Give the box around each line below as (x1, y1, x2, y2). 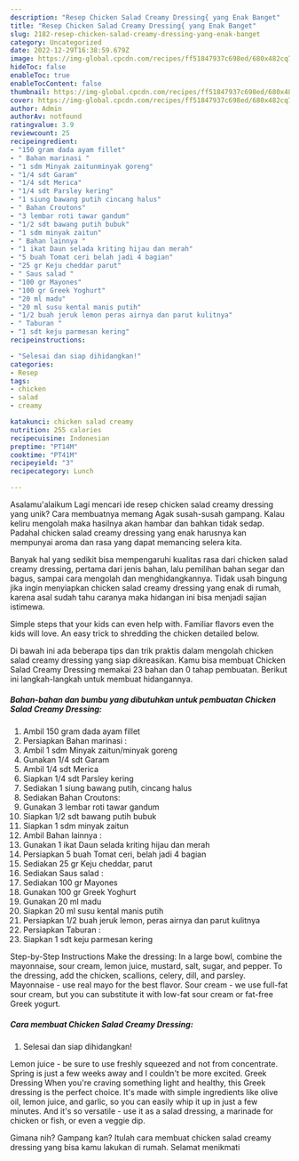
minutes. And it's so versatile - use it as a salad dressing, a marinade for (10, 1105, 274, 1117)
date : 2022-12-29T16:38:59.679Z (10, 46, 130, 55)
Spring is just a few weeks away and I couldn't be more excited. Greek (10, 1068, 267, 1078)
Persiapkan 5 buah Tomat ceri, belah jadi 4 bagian (22, 849, 207, 859)
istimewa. (10, 601, 45, 612)
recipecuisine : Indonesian (10, 433, 110, 443)
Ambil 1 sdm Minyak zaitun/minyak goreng (22, 745, 178, 755)
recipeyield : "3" (10, 459, 75, 468)
